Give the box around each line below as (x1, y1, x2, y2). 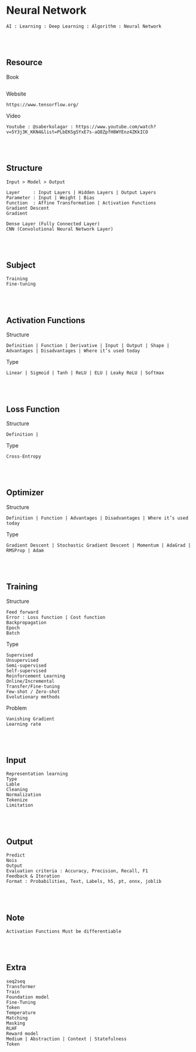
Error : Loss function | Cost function (6, 614, 106, 620)
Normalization (6, 792, 42, 798)
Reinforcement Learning (6, 673, 66, 679)
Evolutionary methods (6, 694, 60, 700)
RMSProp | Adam (6, 547, 44, 553)
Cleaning (6, 787, 28, 793)
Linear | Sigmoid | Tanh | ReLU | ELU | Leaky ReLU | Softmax (6, 370, 164, 376)
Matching (6, 1015, 28, 1021)
